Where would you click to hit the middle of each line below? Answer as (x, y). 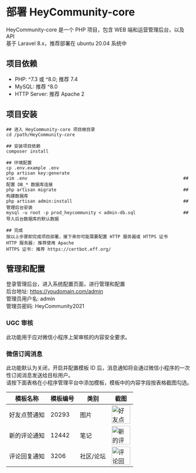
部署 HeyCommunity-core (71, 12)
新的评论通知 (27, 435)
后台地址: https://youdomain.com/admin (55, 291)
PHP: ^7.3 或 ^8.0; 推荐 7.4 (46, 79)
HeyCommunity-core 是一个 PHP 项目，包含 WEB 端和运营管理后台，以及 (95, 30)
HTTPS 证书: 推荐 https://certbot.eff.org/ (58, 249)
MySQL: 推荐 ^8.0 (36, 86)
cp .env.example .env (33, 168)
